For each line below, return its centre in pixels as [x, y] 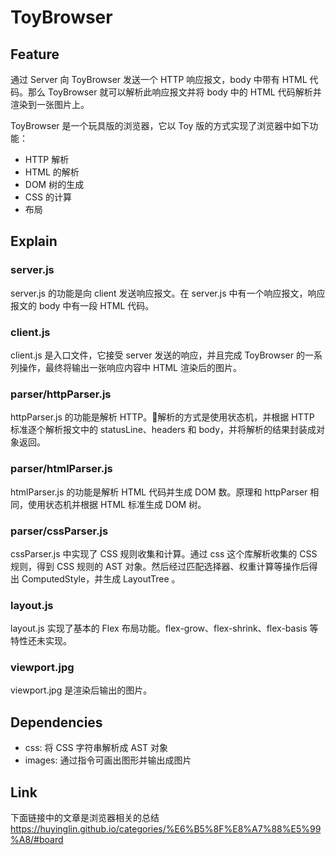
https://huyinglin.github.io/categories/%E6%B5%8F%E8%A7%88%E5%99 [166, 829]
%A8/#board [37, 840]
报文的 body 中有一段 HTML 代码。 [82, 305]
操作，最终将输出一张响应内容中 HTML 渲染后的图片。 [130, 367]
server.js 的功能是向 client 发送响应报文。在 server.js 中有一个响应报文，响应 [168, 293]
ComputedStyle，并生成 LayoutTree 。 [101, 578]
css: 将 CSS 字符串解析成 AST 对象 [96, 748]
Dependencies [56, 722]
